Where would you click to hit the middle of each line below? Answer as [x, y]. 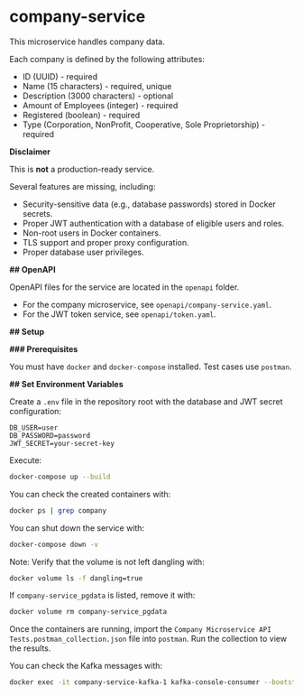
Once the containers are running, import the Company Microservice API [141, 629]
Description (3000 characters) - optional [98, 96]
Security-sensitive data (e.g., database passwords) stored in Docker [149, 204]
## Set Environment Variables [66, 384]
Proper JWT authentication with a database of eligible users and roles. [153, 223]
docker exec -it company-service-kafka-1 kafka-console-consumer [134, 682]
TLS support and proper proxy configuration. [106, 242]
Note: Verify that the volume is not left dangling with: [107, 561]
